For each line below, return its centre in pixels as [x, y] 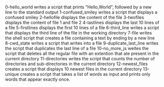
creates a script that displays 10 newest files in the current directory [73, 69]
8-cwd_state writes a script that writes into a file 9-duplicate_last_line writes [82, 43]
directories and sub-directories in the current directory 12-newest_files [76, 64]
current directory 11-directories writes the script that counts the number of [80, 59]
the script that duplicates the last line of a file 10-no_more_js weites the [77, 48]
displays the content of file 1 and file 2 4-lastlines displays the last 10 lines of [82, 22]
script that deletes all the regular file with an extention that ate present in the [82, 53]
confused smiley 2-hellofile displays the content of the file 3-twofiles [75, 17]
